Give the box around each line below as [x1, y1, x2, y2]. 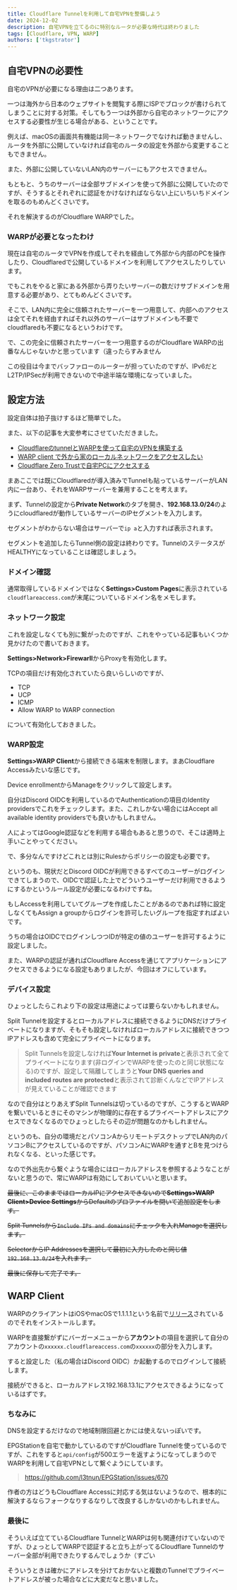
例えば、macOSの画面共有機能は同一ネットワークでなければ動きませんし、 [7, 132, 226, 140]
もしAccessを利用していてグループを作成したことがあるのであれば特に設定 [7, 899, 226, 908]
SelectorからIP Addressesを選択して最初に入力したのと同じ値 [7, 1245, 188, 1253]
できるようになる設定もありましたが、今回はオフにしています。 [25, 965, 210, 973]
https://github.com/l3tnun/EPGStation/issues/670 [24, 1473, 169, 1482]
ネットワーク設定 [7, 613, 66, 622]
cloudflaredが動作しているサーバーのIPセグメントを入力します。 [19, 509, 206, 517]
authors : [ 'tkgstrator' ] [7, 37, 80, 44]
